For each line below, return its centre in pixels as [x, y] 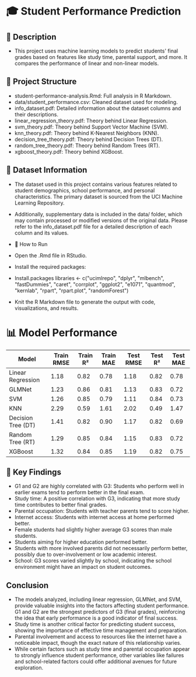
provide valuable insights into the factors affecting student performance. [101, 606]
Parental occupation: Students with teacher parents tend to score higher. [102, 511]
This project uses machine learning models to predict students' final [96, 51]
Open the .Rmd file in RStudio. [51, 255]
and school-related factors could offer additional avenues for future [95, 662]
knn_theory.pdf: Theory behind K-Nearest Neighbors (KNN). [87, 133]
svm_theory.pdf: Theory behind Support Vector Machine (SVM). [91, 127]
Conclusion [27, 585]
